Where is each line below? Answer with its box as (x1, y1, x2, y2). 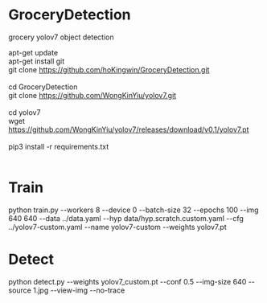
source (8, 285, 32, 295)
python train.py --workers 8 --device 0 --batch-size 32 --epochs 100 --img (8, 205, 259, 215)
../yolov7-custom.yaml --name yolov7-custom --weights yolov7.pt (8, 222, 227, 231)
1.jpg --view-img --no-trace (33, 285, 125, 295)
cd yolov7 (8, 107, 41, 117)
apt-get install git (8, 56, 65, 66)
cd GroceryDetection (8, 82, 78, 92)
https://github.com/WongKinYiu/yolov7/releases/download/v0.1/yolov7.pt (8, 125, 249, 134)
